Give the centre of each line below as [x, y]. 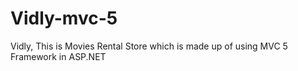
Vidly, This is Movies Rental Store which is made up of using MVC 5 [149, 46]
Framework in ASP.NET [58, 56]
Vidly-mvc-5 [64, 18]
